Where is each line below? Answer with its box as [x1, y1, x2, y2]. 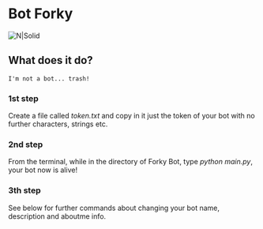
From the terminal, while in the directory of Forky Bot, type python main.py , [8, 157, 253, 167]
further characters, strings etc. [8, 119, 108, 129]
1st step [8, 92, 39, 103]
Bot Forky [8, 5, 73, 23]
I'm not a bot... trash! [8, 74, 90, 83]
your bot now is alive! [8, 165, 77, 175]
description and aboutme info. [8, 211, 107, 221]
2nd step [8, 139, 43, 150]
